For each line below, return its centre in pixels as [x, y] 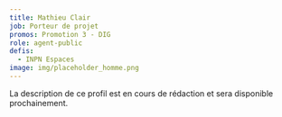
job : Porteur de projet [54, 26]
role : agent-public [46, 43]
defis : [22, 51]
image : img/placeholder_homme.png [75, 68]
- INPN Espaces [46, 59]
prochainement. [39, 103]
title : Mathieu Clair [50, 18]
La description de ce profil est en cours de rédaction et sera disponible [141, 93]
